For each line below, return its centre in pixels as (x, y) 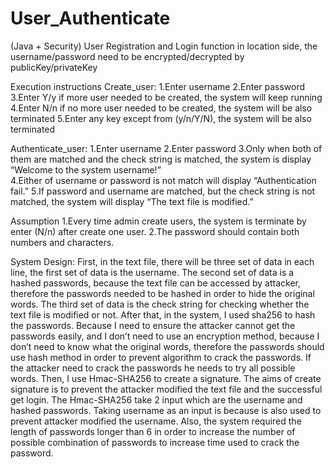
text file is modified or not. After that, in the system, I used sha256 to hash (163, 314)
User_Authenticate (90, 18)
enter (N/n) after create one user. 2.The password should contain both (155, 231)
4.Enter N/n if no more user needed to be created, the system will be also (161, 108)
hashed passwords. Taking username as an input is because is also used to (166, 410)
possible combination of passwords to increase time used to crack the (155, 442)
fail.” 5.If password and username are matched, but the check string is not (163, 191)
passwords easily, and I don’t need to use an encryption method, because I (165, 336)
